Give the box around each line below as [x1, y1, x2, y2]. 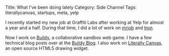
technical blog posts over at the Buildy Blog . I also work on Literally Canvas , [5, 40, 163, 46]
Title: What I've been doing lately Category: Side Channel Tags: [5, 5, 137, 10]
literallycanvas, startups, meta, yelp [5, 10, 79, 16]
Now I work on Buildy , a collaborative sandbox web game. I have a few [5, 35, 152, 40]
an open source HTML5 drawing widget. [5, 45, 89, 51]
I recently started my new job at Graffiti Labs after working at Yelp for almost [5, 20, 164, 25]
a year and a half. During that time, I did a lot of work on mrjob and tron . [5, 25, 154, 31]
